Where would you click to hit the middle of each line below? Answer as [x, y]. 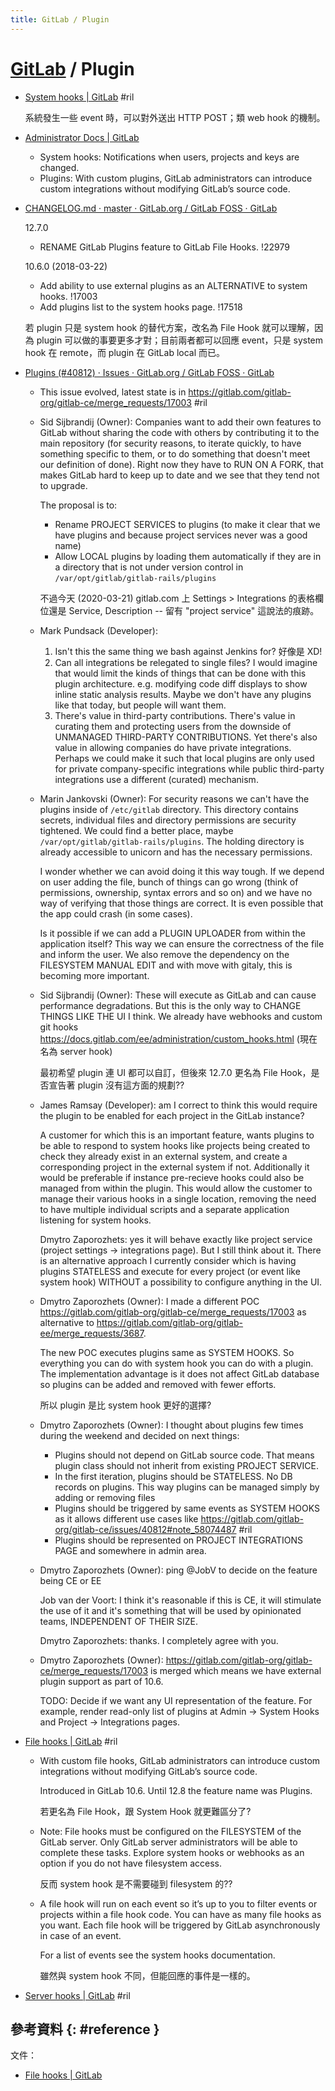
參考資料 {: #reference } [85, 2029]
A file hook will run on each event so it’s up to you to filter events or [178, 1903]
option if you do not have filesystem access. [130, 1863]
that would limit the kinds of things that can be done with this [180, 673]
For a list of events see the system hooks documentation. [157, 1955]
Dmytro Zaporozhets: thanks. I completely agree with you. [159, 1640]
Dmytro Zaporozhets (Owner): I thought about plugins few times [171, 1425]
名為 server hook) [76, 1051]
